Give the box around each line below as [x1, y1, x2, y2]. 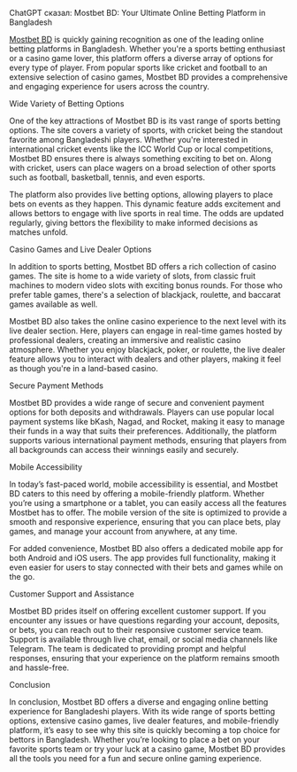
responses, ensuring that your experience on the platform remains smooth [9, 653, 280, 663]
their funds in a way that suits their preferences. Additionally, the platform [9, 425, 277, 436]
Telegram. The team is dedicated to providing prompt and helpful [9, 643, 247, 654]
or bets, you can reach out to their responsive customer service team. [9, 625, 263, 635]
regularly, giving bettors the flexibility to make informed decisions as [9, 217, 258, 228]
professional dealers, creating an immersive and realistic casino [9, 335, 241, 345]
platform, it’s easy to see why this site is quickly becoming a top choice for [9, 725, 281, 735]
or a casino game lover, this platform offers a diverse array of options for [9, 53, 274, 63]
